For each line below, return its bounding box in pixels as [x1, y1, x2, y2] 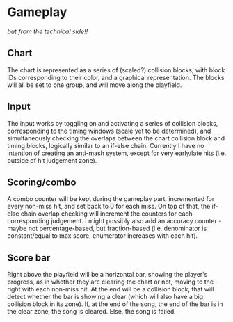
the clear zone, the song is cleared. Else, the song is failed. [7, 307, 176, 316]
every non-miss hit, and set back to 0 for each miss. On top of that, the [7, 202, 211, 211]
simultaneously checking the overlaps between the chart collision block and [7, 134, 225, 143]
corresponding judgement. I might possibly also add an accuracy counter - [7, 217, 222, 225]
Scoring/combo [7, 176, 77, 188]
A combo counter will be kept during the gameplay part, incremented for [7, 195, 215, 203]
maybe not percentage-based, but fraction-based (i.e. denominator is [7, 224, 207, 233]
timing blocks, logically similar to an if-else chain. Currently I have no [7, 141, 204, 150]
